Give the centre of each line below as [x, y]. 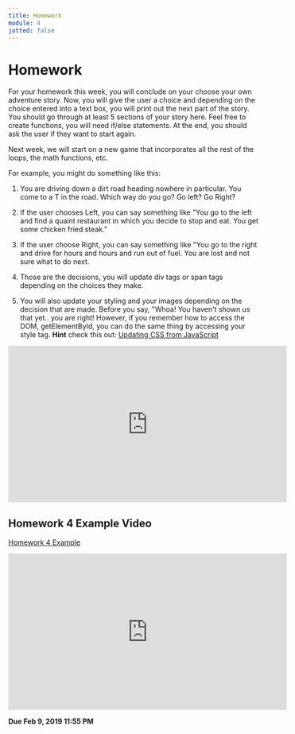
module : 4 [25, 23]
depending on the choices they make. [82, 285]
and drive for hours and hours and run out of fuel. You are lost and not [135, 253]
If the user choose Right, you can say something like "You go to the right [138, 245]
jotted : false [32, 30]
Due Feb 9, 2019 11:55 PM [51, 721]
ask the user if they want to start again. [72, 134]
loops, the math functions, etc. [58, 158]
